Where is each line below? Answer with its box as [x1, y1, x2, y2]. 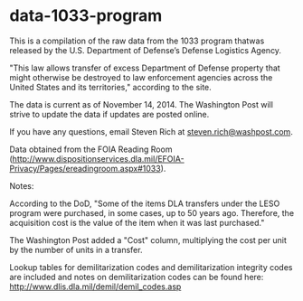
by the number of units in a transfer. [9, 244, 143, 255]
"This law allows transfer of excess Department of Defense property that [9, 62, 280, 73]
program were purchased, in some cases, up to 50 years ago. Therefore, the [9, 207, 295, 218]
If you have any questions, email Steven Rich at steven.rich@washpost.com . [9, 126, 294, 136]
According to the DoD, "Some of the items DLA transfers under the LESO [9, 198, 280, 209]
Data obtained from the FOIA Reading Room [9, 144, 173, 155]
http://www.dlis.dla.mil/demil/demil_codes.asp [9, 281, 182, 292]
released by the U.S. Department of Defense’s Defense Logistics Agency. [9, 44, 282, 55]
